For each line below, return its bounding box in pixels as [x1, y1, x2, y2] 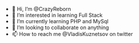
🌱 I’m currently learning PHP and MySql [11, 18, 109, 24]
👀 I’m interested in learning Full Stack [11, 12, 103, 19]
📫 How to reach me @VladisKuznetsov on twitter [11, 31, 133, 37]
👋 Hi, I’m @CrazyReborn [11, 6, 71, 12]
